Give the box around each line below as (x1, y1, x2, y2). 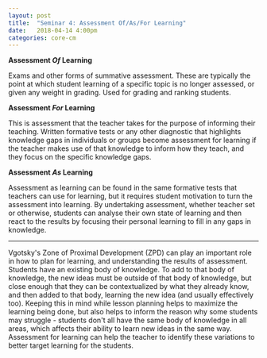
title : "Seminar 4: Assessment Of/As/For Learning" (8, 19, 187, 27)
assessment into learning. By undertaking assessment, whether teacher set (8, 200, 256, 210)
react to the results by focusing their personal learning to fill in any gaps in (8, 217, 252, 226)
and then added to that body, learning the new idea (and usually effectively (8, 291, 254, 300)
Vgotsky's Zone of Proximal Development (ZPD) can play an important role (8, 248, 252, 258)
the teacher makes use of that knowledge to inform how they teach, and (8, 144, 245, 153)
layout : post (8, 11, 52, 20)
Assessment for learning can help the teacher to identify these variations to (8, 333, 255, 342)
